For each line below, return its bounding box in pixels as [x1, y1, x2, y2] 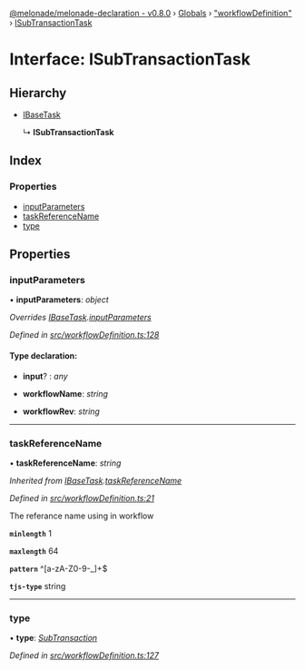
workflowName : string [22, 388, 109, 399]
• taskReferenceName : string [9, 458, 122, 468]
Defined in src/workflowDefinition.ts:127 [9, 650, 159, 661]
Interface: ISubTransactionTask [9, 49, 251, 70]
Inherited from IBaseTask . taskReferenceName [9, 475, 182, 486]
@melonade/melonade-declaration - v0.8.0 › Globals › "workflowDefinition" [9, 8, 292, 18]
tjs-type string [9, 580, 66, 591]
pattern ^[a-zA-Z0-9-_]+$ [9, 563, 108, 574]
